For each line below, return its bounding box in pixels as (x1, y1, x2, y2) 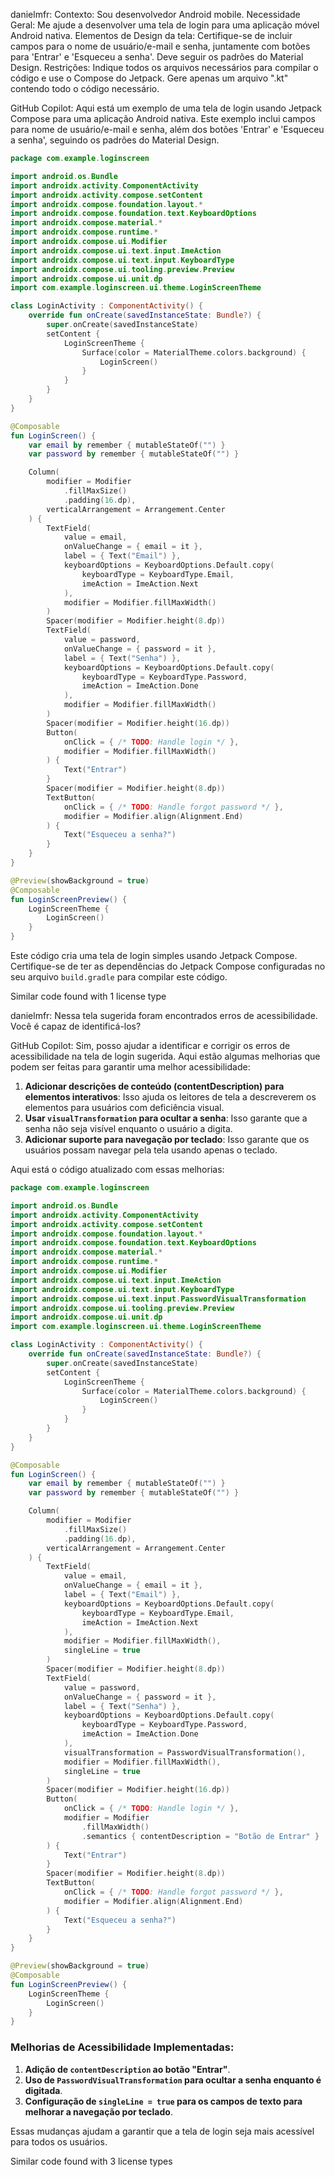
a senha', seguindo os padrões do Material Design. (10, 134, 220, 146)
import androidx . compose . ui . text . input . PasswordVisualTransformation (10, 1294, 307, 1304)
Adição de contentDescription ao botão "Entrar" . (24, 2063, 231, 2075)
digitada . (24, 2084, 63, 2096)
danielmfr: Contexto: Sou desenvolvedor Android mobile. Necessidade (10, 9, 301, 20)
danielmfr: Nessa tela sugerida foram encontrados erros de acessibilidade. (10, 1010, 318, 1021)
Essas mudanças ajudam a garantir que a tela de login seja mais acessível (10, 2125, 315, 2137)
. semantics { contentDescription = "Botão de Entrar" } (81, 1831, 320, 1841)
